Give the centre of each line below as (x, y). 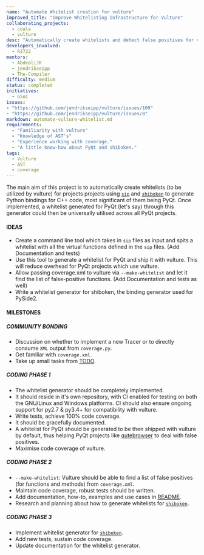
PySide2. (26, 299)
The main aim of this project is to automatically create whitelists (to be (94, 187)
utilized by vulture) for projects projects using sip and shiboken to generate (100, 194)
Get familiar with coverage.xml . (53, 354)
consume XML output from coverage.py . (63, 348)
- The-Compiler (31, 74)
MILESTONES (24, 312)
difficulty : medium (31, 80)
